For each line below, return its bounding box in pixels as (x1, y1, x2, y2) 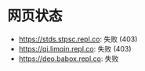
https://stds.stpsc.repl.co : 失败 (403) (18, 34, 138, 44)
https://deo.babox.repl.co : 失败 (18, 54, 119, 63)
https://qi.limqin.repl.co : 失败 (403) (18, 44, 132, 53)
